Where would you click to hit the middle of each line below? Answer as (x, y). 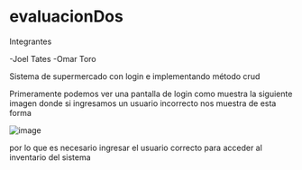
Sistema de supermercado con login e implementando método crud (135, 76)
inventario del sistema (50, 157)
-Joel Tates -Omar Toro (53, 58)
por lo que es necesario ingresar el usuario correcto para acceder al (136, 148)
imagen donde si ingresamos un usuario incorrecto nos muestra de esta (143, 103)
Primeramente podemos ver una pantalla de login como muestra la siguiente (151, 94)
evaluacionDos (66, 17)
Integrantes (31, 41)
